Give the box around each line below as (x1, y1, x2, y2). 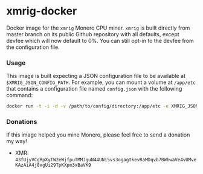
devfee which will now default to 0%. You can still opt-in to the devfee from (6, 37, 195, 44)
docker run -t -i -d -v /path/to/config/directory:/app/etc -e (6, 103, 169, 109)
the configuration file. (6, 43, 60, 51)
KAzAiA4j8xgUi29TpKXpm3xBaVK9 (14, 162, 92, 169)
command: (6, 92, 33, 99)
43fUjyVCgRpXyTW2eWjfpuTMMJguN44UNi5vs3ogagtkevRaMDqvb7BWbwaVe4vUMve (14, 157, 197, 163)
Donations (6, 118, 37, 126)
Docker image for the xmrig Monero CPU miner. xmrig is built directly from (6, 24, 190, 31)
